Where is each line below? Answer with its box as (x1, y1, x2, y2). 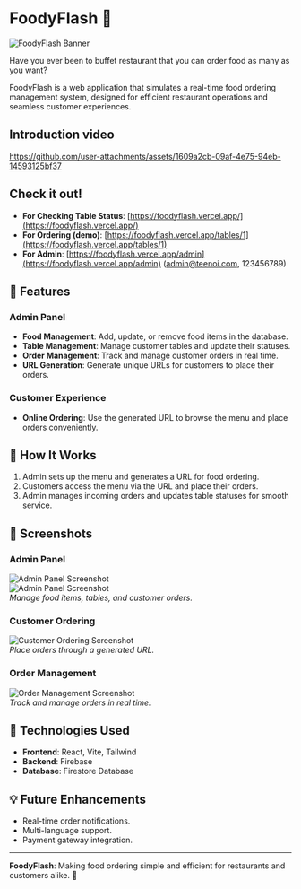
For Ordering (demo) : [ (21, 229, 107, 240)
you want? (9, 65, 47, 75)
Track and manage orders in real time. (9, 697, 151, 708)
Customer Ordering (9, 614, 96, 627)
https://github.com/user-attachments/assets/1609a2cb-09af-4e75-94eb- (9, 151, 281, 161)
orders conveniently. (21, 422, 99, 432)
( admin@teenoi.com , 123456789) (162, 257, 287, 268)
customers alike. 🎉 (9, 870, 78, 881)
